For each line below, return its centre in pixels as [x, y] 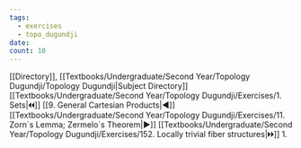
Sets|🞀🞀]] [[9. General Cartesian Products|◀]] [92, 105]
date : [19, 43]
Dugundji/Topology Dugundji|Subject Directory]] [99, 86]
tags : [19, 17]
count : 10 [28, 51]
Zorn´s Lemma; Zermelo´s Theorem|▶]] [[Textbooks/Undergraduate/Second [151, 125]
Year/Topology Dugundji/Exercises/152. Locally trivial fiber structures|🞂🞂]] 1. [148, 135]
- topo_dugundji [48, 34]
